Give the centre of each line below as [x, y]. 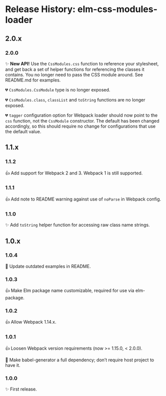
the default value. [23, 131]
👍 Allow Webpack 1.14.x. [31, 322]
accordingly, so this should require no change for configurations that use [80, 126]
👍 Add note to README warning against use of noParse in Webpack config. [83, 199]
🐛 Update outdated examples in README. [48, 266]
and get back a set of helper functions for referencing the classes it [75, 69]
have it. [13, 365]
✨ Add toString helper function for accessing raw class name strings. [77, 225]
